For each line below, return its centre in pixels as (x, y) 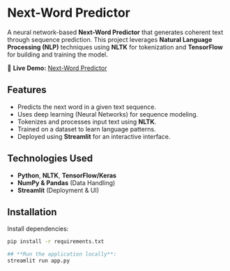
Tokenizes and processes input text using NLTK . (87, 122)
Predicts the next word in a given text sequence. (87, 107)
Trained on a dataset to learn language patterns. (86, 129)
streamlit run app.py (39, 261)
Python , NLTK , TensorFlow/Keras (67, 175)
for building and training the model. (58, 54)
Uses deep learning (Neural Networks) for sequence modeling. (108, 114)
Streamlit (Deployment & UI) (58, 190)
